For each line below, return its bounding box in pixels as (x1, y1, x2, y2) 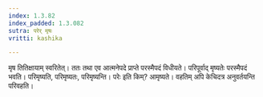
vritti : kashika (8, 34, 63, 42)
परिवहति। (8, 81, 34, 91)
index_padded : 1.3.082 (8, 19, 84, 27)
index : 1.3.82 (8, 11, 56, 20)
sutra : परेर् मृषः (8, 26, 53, 34)
